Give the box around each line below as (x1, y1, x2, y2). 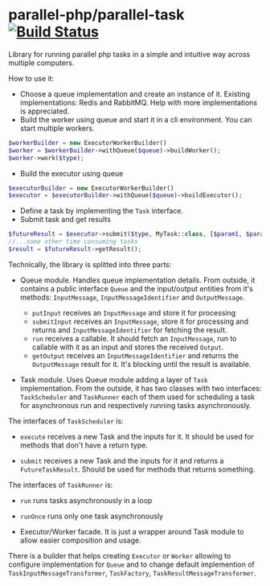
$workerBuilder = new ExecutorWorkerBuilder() (8, 138, 167, 146)
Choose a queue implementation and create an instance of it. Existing (19, 89, 251, 98)
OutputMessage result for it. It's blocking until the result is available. (31, 359, 252, 369)
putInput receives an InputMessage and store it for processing (31, 307, 236, 317)
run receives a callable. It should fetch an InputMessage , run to (31, 333, 237, 343)
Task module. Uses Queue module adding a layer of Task (19, 374, 208, 384)
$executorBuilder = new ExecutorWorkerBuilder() (8, 184, 174, 192)
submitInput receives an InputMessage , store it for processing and (31, 316, 249, 326)
